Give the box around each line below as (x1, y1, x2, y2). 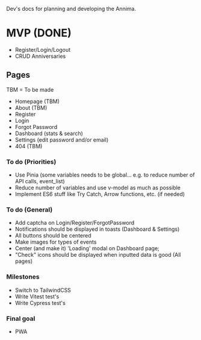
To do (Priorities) (6, 157, 57, 166)
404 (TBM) (14, 142, 43, 150)
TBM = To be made (6, 86, 54, 93)
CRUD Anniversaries (14, 52, 66, 60)
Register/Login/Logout (14, 46, 71, 53)
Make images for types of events (14, 238, 97, 246)
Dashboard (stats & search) (14, 130, 83, 137)
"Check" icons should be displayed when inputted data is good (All (14, 251, 182, 259)
